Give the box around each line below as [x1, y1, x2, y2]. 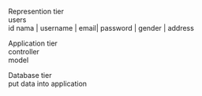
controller [8, 47, 39, 56]
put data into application [8, 79, 88, 88]
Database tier [8, 71, 52, 79]
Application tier [8, 39, 58, 48]
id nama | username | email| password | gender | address [8, 24, 195, 32]
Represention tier [8, 7, 65, 16]
